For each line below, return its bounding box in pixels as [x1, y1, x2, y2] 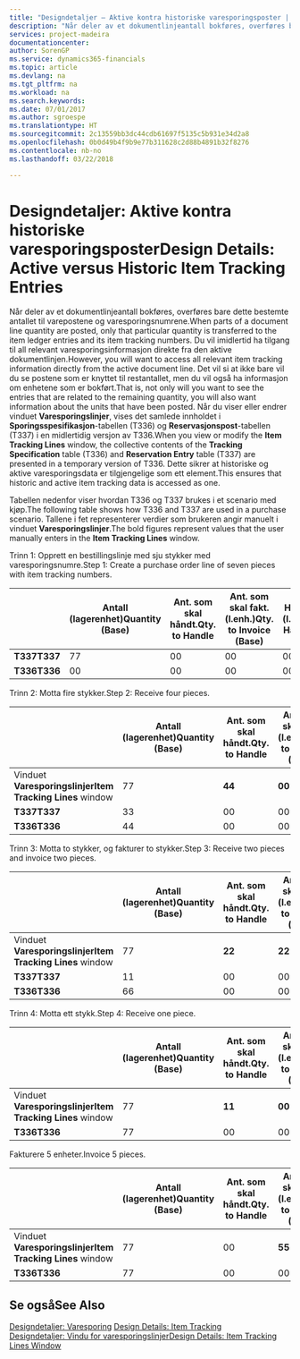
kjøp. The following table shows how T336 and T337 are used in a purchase [9, 505, 287, 515]
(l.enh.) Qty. [224, 613, 274, 625]
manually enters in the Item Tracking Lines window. [9, 533, 201, 544]
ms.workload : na [9, 88, 70, 97]
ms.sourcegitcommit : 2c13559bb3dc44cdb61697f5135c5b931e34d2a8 [9, 130, 250, 139]
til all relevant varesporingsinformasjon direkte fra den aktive [9, 344, 232, 355]
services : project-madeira [9, 30, 110, 38]
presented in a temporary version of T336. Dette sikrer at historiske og [9, 458, 269, 470]
